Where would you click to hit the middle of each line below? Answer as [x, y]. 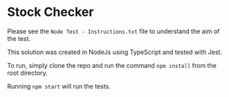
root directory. [28, 73]
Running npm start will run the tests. [59, 86]
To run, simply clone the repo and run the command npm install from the [112, 65]
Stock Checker [51, 12]
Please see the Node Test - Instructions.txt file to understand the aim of [113, 31]
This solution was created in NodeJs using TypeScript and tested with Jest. [115, 52]
